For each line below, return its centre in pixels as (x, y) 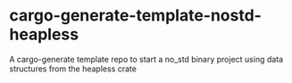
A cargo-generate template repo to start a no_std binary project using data (146, 59)
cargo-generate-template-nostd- (135, 16)
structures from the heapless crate (73, 69)
